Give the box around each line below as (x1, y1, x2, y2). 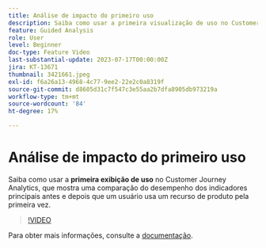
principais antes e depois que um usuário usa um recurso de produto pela (8, 191, 249, 200)
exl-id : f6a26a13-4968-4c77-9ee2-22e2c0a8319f (8, 78, 165, 86)
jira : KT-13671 (8, 63, 59, 71)
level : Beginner (8, 41, 62, 49)
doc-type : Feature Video (8, 48, 90, 56)
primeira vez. (8, 200, 51, 209)
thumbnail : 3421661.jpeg (8, 71, 90, 78)
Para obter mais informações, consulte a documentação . (8, 231, 194, 240)
